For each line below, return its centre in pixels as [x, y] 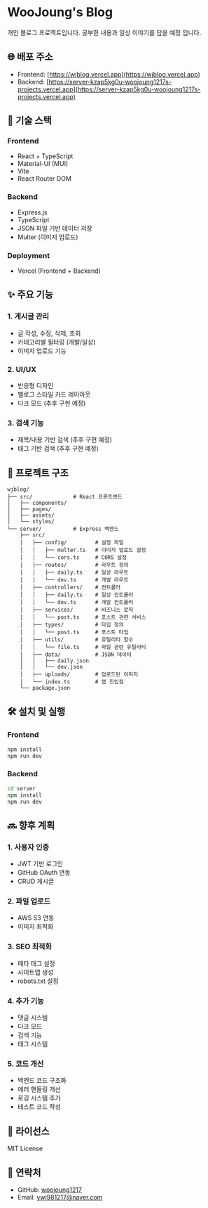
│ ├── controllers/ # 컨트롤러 [70, 588]
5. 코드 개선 [26, 1064]
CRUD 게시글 [36, 881]
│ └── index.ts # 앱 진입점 [72, 682]
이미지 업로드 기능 [42, 351]
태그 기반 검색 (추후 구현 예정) [58, 449]
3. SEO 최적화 [30, 946]
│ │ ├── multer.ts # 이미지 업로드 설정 [83, 550]
